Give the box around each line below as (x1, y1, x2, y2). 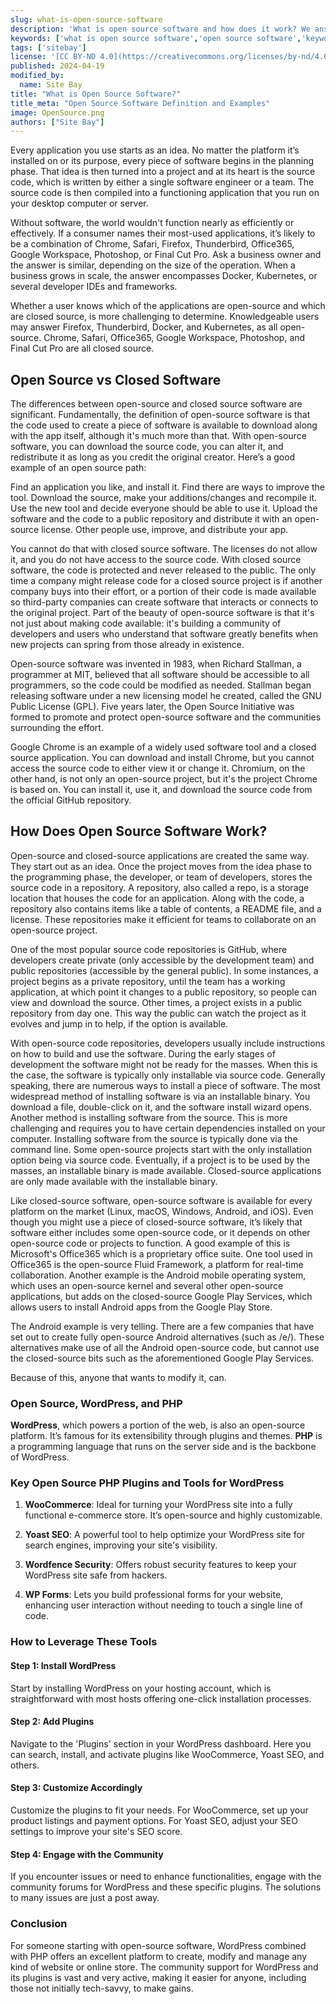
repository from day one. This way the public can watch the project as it (10, 1007, 307, 1019)
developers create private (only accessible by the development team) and (10, 954, 315, 966)
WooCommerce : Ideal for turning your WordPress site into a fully (24, 1499, 293, 1511)
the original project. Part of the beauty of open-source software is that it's (10, 607, 315, 619)
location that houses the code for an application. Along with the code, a (10, 892, 305, 904)
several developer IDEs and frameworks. (10, 281, 178, 293)
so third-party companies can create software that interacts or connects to (10, 596, 319, 608)
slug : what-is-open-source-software (10, 14, 163, 25)
